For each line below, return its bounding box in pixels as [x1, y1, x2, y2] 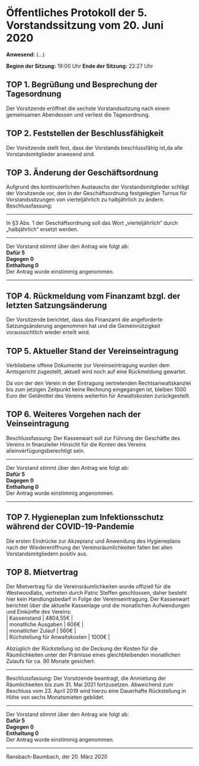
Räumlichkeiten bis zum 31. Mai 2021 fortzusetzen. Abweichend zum [6, 681, 174, 688]
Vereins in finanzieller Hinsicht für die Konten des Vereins [6, 441, 146, 448]
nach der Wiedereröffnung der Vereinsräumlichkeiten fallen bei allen [6, 544, 173, 551]
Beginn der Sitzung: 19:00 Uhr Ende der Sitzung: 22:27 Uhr [6, 62, 153, 70]
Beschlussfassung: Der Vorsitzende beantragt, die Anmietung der [6, 675, 166, 682]
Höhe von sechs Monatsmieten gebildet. [6, 693, 105, 701]
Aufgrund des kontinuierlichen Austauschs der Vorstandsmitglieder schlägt [6, 183, 190, 190]
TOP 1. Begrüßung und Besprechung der [6, 80, 158, 90]
